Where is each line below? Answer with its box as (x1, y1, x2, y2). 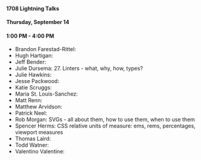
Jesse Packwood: (14, 78, 59, 85)
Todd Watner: (14, 141, 49, 149)
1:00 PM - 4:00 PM (6, 32, 54, 39)
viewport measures (14, 129, 63, 136)
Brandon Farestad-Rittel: (14, 46, 77, 53)
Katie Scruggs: (14, 84, 53, 91)
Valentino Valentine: (14, 148, 65, 155)
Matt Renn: (14, 97, 42, 104)
